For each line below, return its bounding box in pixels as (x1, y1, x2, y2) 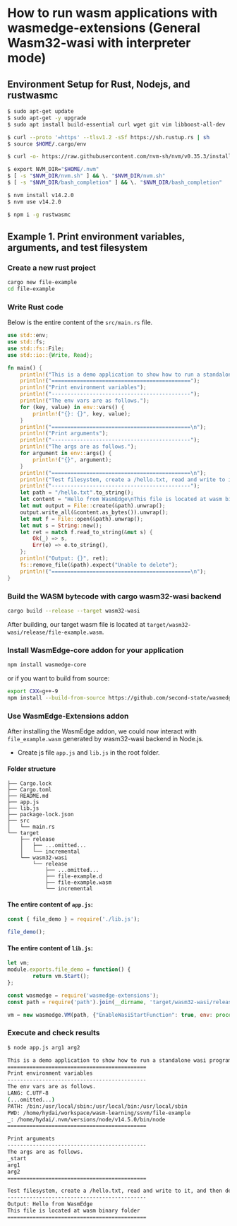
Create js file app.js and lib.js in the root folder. (17, 748, 160, 757)
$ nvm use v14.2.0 (7, 198, 61, 206)
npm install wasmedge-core (7, 661, 87, 668)
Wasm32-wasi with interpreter (7, 35, 191, 51)
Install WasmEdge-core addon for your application (7, 645, 184, 655)
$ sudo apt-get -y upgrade (7, 114, 87, 122)
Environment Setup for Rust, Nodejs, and (7, 78, 190, 90)
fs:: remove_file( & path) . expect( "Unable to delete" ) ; (20, 561, 178, 568)
